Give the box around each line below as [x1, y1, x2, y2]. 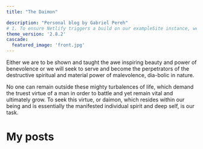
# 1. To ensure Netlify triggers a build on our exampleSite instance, [6, 25, 190, 31]
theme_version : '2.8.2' [6, 31, 66, 37]
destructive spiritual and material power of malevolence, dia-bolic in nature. [6, 72, 195, 78]
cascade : [6, 37, 28, 43]
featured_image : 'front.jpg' [11, 42, 85, 48]
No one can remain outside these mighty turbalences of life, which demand [6, 83, 194, 90]
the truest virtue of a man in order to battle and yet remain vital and [6, 90, 173, 97]
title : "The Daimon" [6, 8, 59, 15]
